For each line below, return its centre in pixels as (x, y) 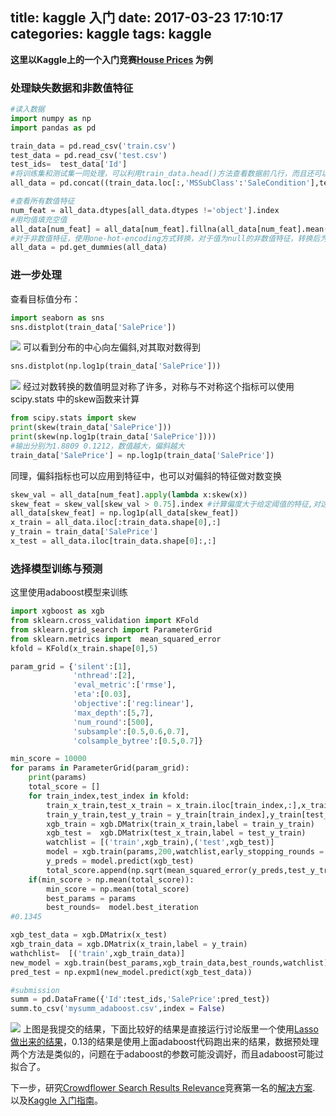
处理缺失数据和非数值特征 (72, 88)
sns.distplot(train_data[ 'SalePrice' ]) (93, 327)
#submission (35, 990)
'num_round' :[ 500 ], (114, 722)
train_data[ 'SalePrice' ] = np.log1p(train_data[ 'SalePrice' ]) (142, 455)
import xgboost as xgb (57, 611)
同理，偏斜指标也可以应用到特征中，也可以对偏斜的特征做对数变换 (146, 475)
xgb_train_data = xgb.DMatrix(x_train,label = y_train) (129, 944)
